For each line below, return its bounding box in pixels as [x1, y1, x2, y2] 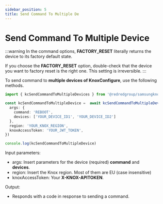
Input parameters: [5, 150, 41, 156]
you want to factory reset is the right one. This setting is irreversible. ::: [5, 68, 147, 74]
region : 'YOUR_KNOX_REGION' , [9, 123, 68, 128]
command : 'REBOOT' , [14, 110, 53, 115]
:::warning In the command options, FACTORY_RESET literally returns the [5, 48, 151, 54]
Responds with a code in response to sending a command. [12, 193, 130, 199]
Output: [5, 184, 20, 190]
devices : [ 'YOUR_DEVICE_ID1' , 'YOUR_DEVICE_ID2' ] [14, 114, 116, 119]
